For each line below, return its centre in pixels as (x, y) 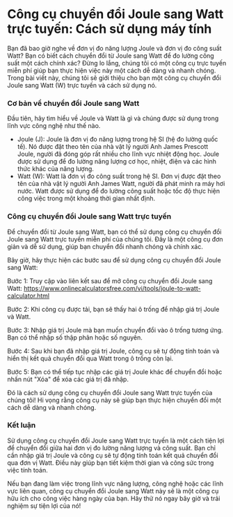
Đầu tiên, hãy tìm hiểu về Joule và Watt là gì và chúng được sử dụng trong (113, 118)
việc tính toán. (27, 470)
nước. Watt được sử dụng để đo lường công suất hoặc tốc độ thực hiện (119, 191)
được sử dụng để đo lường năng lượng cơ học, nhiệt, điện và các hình (117, 161)
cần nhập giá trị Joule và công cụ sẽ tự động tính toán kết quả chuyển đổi (113, 455)
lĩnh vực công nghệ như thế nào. (54, 126)
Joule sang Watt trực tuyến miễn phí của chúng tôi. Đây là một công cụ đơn (115, 239)
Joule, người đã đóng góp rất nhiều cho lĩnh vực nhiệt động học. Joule (118, 154)
